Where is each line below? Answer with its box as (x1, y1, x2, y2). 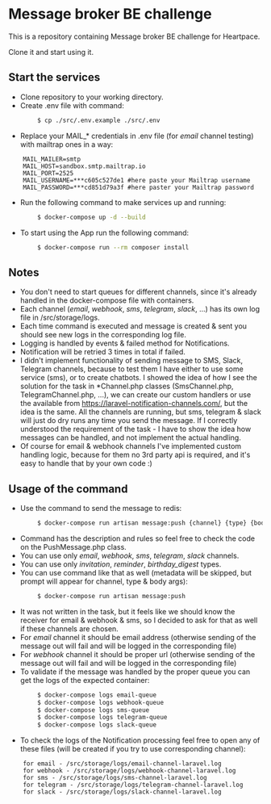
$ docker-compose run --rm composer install (37, 243, 190, 251)
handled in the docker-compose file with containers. (19, 295, 194, 305)
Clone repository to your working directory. (19, 92, 164, 102)
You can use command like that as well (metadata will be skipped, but (19, 567, 252, 577)
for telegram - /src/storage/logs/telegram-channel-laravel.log (23, 781, 244, 789)
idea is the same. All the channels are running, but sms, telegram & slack (19, 407, 262, 417)
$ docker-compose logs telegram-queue (37, 714, 168, 722)
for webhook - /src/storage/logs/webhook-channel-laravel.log (23, 767, 236, 775)
